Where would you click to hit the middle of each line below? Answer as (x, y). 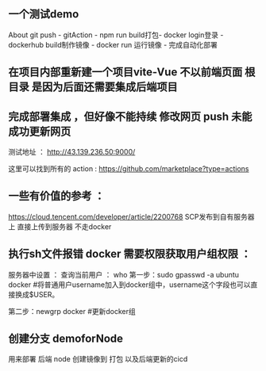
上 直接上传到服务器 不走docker (60, 226)
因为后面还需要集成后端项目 (110, 87)
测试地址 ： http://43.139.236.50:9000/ (72, 152)
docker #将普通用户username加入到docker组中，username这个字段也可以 (130, 285)
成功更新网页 (40, 131)
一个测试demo (44, 14)
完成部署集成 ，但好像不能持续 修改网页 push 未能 (130, 116)
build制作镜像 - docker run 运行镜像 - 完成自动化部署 (132, 44)
